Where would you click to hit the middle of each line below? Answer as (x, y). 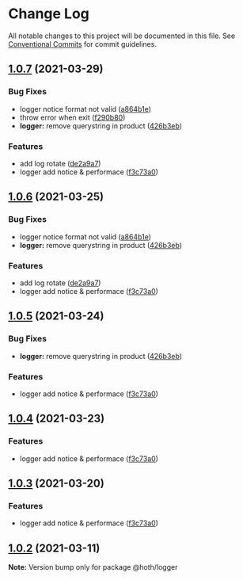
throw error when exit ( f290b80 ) (72, 117)
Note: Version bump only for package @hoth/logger (93, 567)
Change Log (49, 14)
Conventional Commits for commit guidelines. (82, 44)
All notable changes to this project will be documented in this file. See (122, 36)
